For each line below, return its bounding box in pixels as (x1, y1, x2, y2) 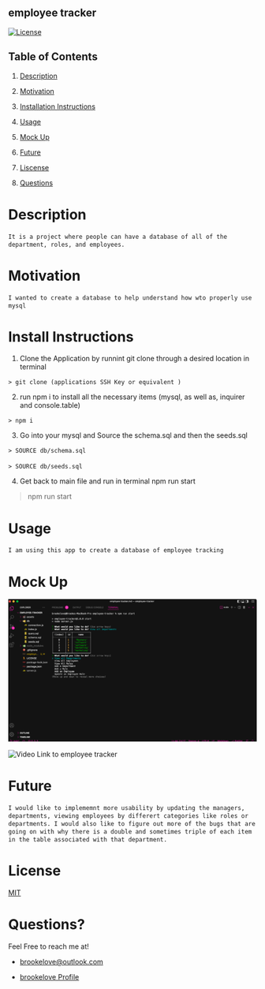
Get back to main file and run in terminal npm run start (19, 476, 196, 486)
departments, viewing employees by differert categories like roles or (8, 812, 248, 820)
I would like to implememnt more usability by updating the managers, (8, 804, 245, 812)
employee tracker (8, 6, 97, 20)
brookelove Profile (19, 972, 80, 982)
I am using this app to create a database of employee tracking (8, 547, 224, 554)
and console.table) (19, 401, 81, 410)
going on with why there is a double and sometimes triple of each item (8, 828, 252, 836)
